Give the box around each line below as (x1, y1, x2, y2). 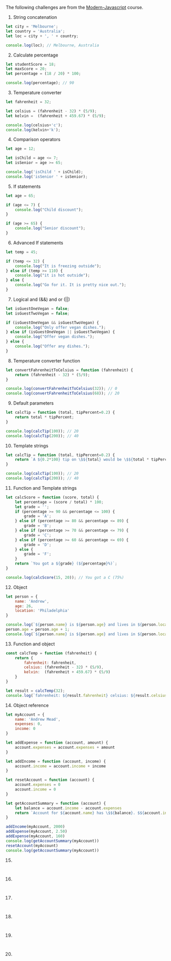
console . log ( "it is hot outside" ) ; (15, 273, 90, 278)
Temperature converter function (13, 357, 80, 363)
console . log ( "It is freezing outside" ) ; (15, 263, 101, 269)
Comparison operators (13, 136, 60, 143)
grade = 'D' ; (24, 542, 52, 547)
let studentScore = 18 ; (6, 62, 56, 67)
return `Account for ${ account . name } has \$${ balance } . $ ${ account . (15, 810, 163, 815)
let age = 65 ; (6, 193, 36, 198)
